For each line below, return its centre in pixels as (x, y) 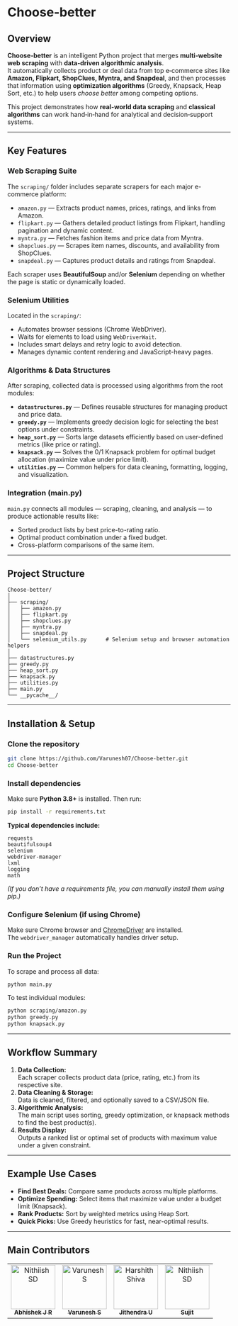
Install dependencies (44, 783)
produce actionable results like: (53, 516)
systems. (21, 122)
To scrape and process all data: (53, 971)
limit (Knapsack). (42, 1206)
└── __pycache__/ (33, 695)
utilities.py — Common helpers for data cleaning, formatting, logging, (123, 467)
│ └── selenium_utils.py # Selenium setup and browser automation (119, 640)
